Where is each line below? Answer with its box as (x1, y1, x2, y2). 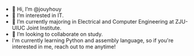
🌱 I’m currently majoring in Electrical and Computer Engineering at (11, 18, 174, 25)
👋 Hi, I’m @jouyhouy (11, 6, 62, 12)
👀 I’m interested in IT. (11, 12, 64, 19)
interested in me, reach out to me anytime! (11, 43, 116, 50)
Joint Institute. (26, 24, 62, 31)
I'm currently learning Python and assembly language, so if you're (11, 37, 174, 44)
